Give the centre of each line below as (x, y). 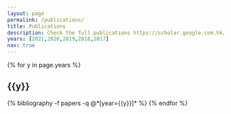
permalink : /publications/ (46, 20)
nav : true (21, 45)
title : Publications (37, 26)
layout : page (26, 13)
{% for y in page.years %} (44, 65)
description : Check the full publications (69, 33)
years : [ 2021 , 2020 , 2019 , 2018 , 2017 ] (58, 39)
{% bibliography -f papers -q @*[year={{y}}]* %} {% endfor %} (98, 103)
